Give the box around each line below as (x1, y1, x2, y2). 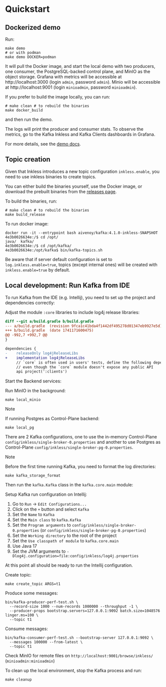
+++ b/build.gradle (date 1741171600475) (5, 328, 94, 333)
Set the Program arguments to (12, 522, 71, 528)
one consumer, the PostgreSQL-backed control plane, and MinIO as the (5, 68, 151, 74)
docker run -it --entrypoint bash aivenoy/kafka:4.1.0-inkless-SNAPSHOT (5, 230, 158, 235)
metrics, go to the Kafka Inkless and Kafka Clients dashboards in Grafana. (5, 131, 156, 137)
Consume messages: (5, 626, 48, 632)
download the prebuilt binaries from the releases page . (5, 188, 117, 194)
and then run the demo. (5, 116, 53, 122)
